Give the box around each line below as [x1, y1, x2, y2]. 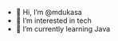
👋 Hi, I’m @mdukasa [15, 8, 82, 17]
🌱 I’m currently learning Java [15, 24, 111, 33]
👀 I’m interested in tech [15, 16, 92, 25]
